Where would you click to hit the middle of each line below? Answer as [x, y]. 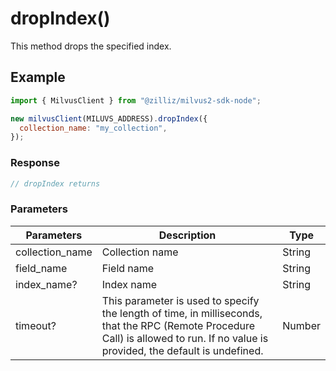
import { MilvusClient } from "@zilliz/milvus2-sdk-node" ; [136, 100]
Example [38, 77]
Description [187, 235]
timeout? [36, 325]
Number [301, 325]
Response [35, 163]
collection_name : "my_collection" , [93, 128]
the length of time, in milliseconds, [182, 313]
